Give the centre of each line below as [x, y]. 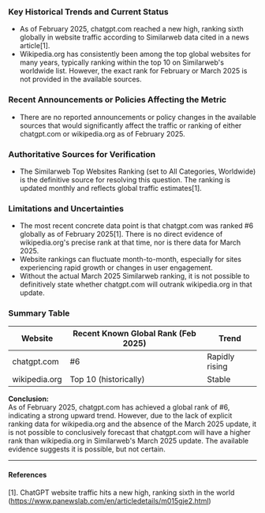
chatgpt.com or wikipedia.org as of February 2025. [102, 133]
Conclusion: [29, 399]
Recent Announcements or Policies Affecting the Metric [118, 99]
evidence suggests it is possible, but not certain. [87, 449]
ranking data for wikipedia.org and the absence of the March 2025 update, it [132, 424]
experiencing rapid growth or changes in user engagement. [116, 268]
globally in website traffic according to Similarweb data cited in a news [134, 37]
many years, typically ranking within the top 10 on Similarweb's [122, 62]
